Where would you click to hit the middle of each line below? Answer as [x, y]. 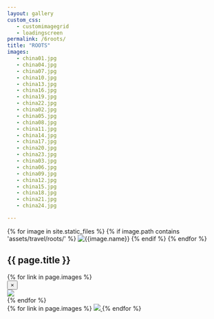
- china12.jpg [36, 180]
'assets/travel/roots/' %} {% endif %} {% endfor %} [107, 238]
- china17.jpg [36, 142]
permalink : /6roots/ [37, 39]
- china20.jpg [36, 148]
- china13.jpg [36, 84]
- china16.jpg [36, 90]
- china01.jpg [36, 59]
